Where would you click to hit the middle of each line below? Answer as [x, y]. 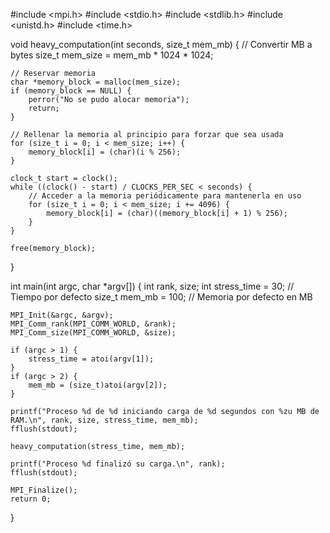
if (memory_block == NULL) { [71, 91]
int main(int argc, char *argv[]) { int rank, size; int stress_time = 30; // [152, 286]
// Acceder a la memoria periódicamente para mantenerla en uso [165, 196]
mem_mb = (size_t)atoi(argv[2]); [98, 385]
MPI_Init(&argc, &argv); [62, 315]
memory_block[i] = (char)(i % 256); [105, 152]
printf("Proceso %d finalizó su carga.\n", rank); [118, 464]
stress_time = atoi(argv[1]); [91, 359]
